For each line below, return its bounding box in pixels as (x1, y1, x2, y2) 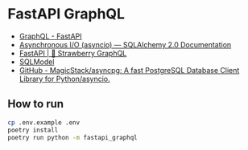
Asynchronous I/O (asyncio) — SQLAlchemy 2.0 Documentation (19, 39, 232, 49)
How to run (7, 97, 64, 111)
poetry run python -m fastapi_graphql (7, 133, 138, 141)
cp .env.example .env (7, 118, 81, 127)
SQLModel (19, 57, 55, 67)
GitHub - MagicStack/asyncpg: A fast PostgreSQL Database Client (19, 65, 240, 75)
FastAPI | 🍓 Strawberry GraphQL (19, 48, 127, 58)
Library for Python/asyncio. (19, 74, 110, 83)
